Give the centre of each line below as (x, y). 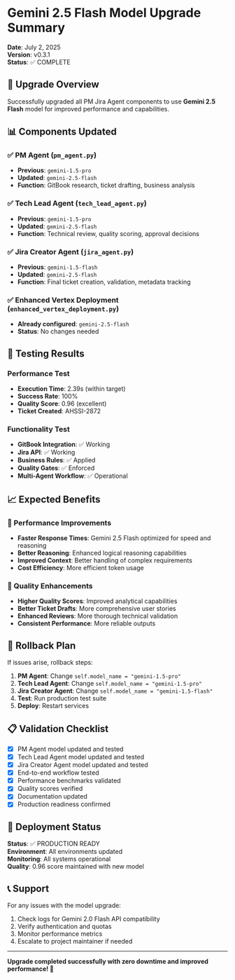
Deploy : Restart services (53, 706)
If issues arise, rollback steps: (50, 663)
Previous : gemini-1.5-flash (57, 267)
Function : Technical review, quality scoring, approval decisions (108, 233)
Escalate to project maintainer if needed (75, 941)
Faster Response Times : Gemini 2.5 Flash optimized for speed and (114, 538)
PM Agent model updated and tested (70, 749)
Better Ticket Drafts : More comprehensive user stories (97, 609)
